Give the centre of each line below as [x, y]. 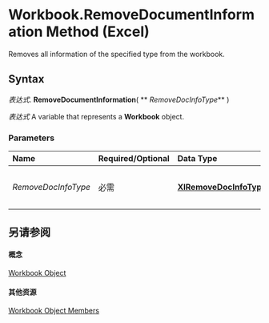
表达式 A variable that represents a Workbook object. [96, 116]
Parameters [31, 138]
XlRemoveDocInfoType [222, 188]
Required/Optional [134, 159]
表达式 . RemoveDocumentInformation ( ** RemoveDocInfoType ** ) [119, 99]
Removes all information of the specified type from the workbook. [117, 54]
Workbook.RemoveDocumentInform [131, 15]
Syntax [26, 79]
